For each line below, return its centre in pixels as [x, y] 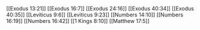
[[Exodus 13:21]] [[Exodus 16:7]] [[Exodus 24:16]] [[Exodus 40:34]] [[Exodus [100, 9]
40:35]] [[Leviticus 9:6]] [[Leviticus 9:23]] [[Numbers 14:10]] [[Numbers [95, 15]
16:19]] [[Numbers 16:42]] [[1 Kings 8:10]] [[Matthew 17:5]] [78, 21]
